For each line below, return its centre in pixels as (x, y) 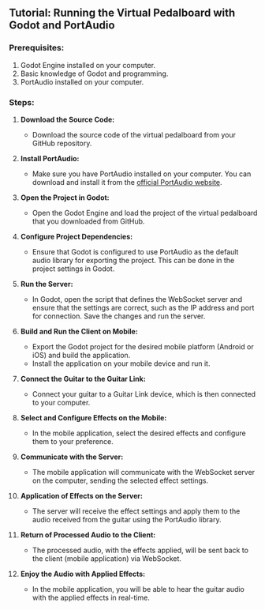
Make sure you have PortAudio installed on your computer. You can (142, 174)
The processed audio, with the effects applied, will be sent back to (140, 550)
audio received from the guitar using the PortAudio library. (127, 519)
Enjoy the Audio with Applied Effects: (83, 574)
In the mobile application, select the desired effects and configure (139, 433)
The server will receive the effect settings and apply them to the (136, 511)
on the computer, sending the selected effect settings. (120, 480)
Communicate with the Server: (72, 457)
